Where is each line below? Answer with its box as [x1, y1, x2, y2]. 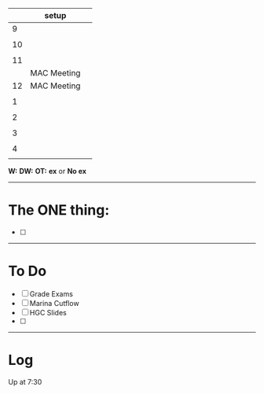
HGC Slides [29, 307, 67, 317]
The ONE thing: [8, 201, 110, 219]
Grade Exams [29, 289, 73, 298]
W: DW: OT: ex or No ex [8, 167, 86, 175]
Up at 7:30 [8, 377, 42, 386]
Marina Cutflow [29, 298, 80, 307]
